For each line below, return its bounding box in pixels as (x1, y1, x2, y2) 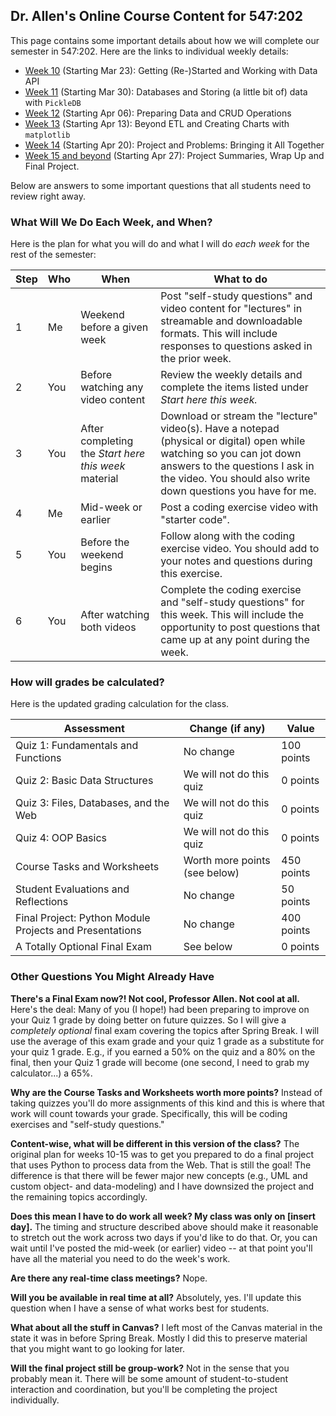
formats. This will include (160, 327, 278, 341)
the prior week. (160, 352, 232, 366)
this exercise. (160, 567, 223, 581)
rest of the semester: (10, 249, 97, 261)
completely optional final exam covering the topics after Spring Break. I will (10, 1024, 320, 1036)
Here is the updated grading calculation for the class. (10, 698, 230, 710)
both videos (80, 620, 137, 634)
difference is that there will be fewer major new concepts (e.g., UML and (10, 1169, 308, 1181)
